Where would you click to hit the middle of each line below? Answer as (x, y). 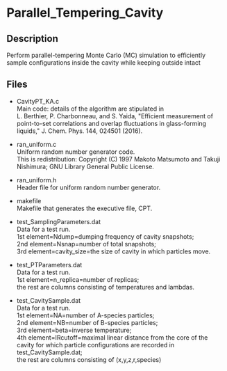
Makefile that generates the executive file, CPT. (84, 208)
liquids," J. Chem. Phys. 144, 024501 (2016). (79, 131)
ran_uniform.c (36, 144)
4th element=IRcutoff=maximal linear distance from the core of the (112, 337)
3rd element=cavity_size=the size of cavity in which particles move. (113, 251)
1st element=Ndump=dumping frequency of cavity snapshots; (105, 236)
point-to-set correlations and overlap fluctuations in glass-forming (111, 123)
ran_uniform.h (36, 180)
